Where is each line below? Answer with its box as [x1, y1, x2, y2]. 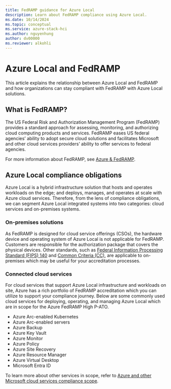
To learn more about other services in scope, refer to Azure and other [5, 372, 152, 378]
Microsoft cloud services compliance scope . [5, 378, 99, 384]
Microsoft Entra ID [12, 362, 51, 369]
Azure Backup [12, 324, 43, 330]
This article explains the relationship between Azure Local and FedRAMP [5, 80, 158, 86]
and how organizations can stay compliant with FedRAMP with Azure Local [5, 85, 163, 91]
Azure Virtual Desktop [12, 357, 59, 363]
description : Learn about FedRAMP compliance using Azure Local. [5, 12, 147, 17]
